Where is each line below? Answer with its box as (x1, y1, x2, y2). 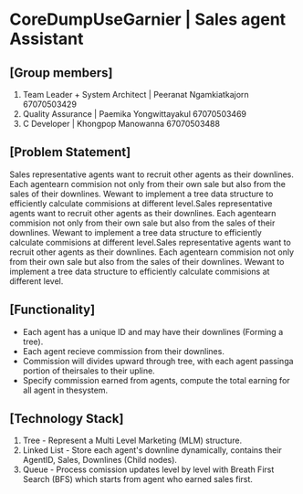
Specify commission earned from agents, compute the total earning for (22, 374, 290, 385)
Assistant (9, 28, 84, 49)
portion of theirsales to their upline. (22, 365, 155, 376)
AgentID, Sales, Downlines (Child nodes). (22, 455, 178, 466)
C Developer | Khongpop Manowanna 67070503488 (22, 119, 221, 129)
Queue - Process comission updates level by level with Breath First (22, 464, 275, 475)
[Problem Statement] (9, 144, 131, 160)
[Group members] (9, 65, 113, 80)
